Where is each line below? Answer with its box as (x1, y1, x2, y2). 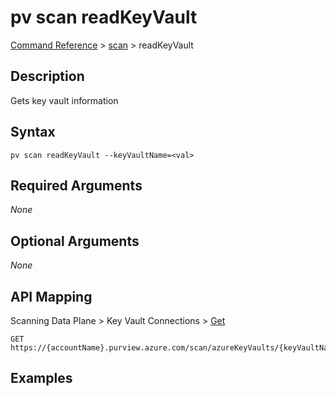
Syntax (10, 124, 56, 141)
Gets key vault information (10, 94, 119, 106)
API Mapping (10, 288, 93, 305)
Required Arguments (10, 177, 143, 194)
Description (10, 68, 85, 85)
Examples (10, 370, 73, 387)
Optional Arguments (10, 232, 140, 250)
